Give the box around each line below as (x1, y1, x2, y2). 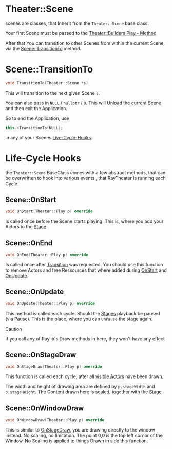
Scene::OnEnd (5, 239, 53, 247)
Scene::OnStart (5, 195, 56, 204)
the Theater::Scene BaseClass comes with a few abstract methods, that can (5, 169, 166, 175)
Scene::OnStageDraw (5, 351, 77, 360)
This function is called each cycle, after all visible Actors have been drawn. (5, 373, 164, 380)
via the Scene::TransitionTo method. (5, 45, 81, 51)
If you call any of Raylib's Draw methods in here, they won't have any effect (5, 335, 165, 342)
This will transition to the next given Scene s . (5, 89, 100, 96)
